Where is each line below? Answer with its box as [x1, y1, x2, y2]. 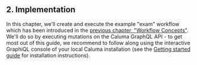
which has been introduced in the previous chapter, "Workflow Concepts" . [6, 27, 189, 34]
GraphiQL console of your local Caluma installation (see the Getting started [6, 45, 191, 53]
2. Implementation [6, 5, 76, 15]
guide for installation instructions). [6, 51, 91, 58]
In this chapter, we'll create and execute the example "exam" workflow [6, 20, 180, 27]
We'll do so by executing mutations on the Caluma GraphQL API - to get [6, 32, 183, 40]
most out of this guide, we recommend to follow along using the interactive [6, 39, 190, 46]
